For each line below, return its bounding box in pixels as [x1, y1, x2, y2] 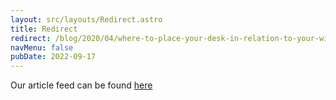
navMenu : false [10, 42, 74, 53]
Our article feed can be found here [10, 79, 153, 91]
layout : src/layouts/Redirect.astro [10, 14, 163, 25]
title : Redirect [10, 24, 78, 34]
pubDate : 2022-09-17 [10, 52, 97, 62]
